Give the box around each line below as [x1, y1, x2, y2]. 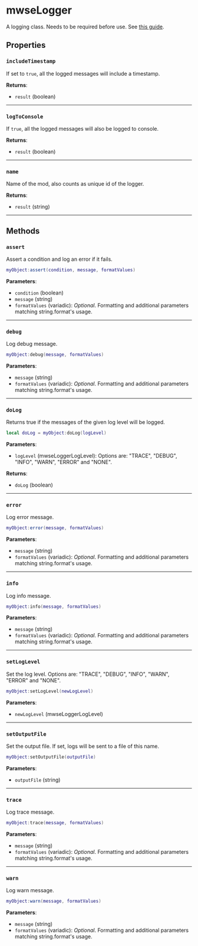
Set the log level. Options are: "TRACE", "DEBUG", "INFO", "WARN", [6, 670, 170, 678]
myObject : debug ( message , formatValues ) [6, 352, 104, 358]
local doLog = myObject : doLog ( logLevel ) [6, 430, 107, 436]
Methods [6, 226, 40, 236]
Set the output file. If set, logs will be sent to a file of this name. [6, 743, 159, 750]
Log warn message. [6, 887, 54, 894]
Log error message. [6, 514, 54, 521]
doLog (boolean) [14, 481, 53, 488]
